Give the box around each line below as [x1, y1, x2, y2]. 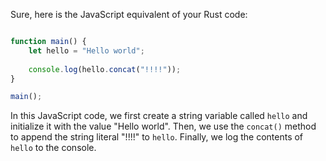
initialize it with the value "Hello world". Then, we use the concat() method [10, 120, 317, 133]
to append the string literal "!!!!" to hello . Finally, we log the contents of [10, 131, 304, 143]
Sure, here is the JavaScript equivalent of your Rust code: [10, 9, 248, 20]
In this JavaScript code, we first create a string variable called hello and [10, 110, 308, 122]
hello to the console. [10, 142, 97, 154]
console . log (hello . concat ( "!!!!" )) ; [28, 64, 182, 74]
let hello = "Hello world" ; [28, 45, 145, 56]
